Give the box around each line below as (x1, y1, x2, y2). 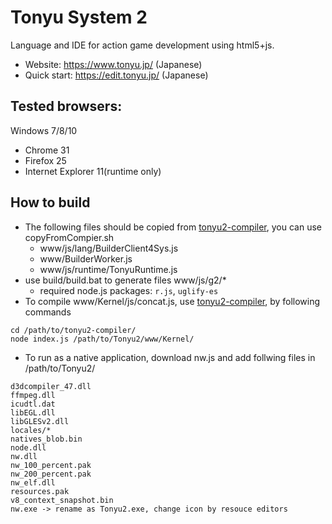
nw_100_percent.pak (10, 460, 92, 470)
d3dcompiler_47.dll (10, 381, 92, 391)
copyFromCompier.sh (24, 231, 115, 243)
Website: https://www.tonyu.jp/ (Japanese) (24, 58, 203, 70)
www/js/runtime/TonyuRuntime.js (39, 263, 178, 275)
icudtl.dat (10, 399, 56, 409)
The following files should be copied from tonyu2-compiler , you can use (24, 221, 322, 233)
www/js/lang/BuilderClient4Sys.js (39, 242, 179, 254)
